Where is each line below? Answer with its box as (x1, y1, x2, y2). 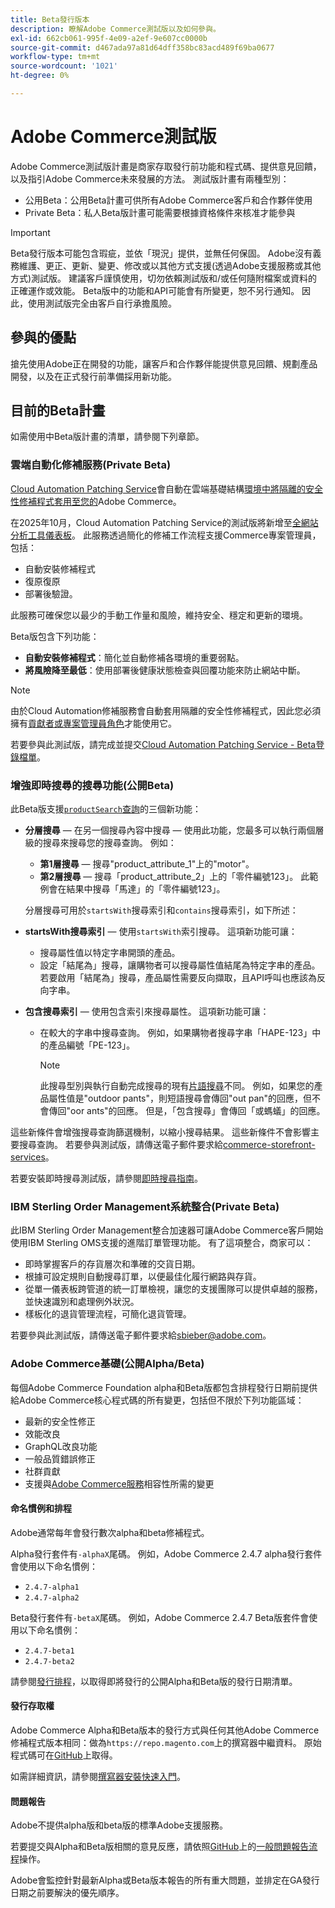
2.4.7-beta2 (24, 1656, 75, 1666)
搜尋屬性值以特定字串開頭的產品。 (39, 947, 181, 959)
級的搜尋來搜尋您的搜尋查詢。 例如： (24, 837, 177, 849)
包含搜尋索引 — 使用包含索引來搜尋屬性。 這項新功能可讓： (24, 1006, 270, 1018)
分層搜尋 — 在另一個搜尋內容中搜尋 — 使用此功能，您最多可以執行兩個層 (24, 824, 325, 836)
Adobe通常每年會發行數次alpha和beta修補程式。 (10, 1526, 210, 1538)
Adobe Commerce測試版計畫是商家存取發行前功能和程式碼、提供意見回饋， (10, 160, 322, 172)
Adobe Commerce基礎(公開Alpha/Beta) (10, 1357, 205, 1371)
